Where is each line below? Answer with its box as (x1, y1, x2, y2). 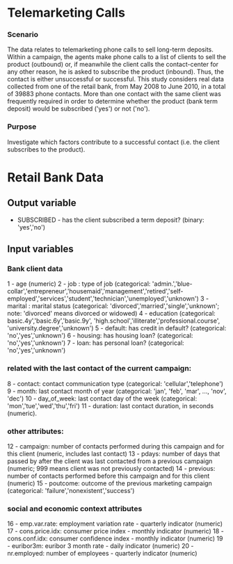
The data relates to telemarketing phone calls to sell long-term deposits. (7, 45, 214, 54)
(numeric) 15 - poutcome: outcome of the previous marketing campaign (7, 479, 212, 488)
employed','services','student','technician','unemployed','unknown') (7, 294, 200, 303)
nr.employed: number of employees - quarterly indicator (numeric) (7, 549, 198, 558)
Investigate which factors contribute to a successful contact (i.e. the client (7, 138, 220, 146)
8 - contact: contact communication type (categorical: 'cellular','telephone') (7, 379, 224, 387)
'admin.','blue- (152, 280, 193, 288)
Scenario (7, 30, 38, 40)
